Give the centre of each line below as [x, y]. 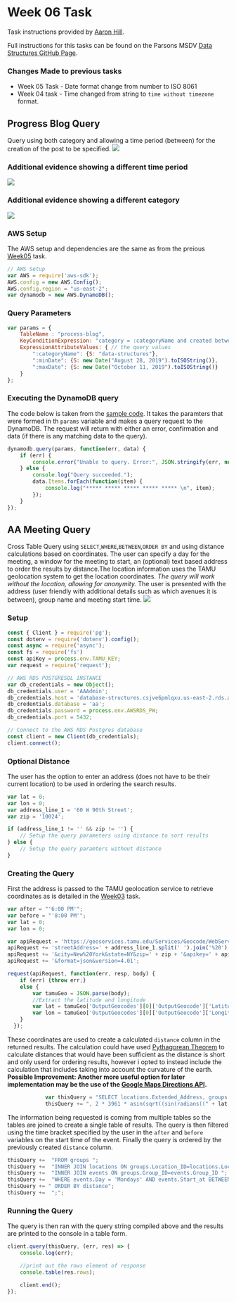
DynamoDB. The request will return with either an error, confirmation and [113, 428]
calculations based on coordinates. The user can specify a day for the [109, 554]
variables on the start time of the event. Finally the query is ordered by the [114, 1139]
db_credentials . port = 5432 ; [50, 718]
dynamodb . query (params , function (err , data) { [77, 449]
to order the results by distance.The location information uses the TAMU [112, 569]
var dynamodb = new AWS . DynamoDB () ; [61, 295]
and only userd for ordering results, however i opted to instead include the [115, 1062]
